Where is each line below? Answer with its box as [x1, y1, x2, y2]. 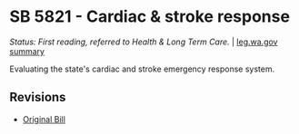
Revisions [9, 90, 66, 105]
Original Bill [22, 113, 66, 124]
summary [9, 45, 45, 56]
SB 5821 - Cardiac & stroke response [9, 6, 291, 27]
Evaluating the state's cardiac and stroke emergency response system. [9, 63, 275, 74]
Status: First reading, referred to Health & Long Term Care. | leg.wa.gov [9, 36, 278, 47]
